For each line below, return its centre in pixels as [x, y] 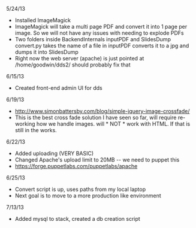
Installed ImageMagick [43, 20]
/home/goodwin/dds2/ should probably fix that [73, 65]
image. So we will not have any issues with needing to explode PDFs [99, 33]
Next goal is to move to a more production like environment [88, 196]
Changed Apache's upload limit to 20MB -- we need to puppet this [97, 160]
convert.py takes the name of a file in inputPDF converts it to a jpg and [102, 45]
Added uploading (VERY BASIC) [54, 153]
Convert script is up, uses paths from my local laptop [80, 189]
